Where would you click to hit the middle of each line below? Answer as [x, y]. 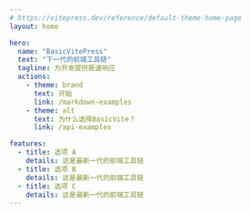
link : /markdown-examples [82, 102]
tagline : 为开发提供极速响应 [66, 68]
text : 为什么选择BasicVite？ [85, 119]
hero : [20, 43]
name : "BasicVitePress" [62, 51]
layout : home [34, 26]
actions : [34, 77]
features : [28, 144]
